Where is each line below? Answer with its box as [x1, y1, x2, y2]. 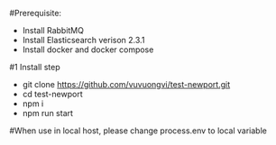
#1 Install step [9, 62, 60, 72]
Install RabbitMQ [22, 25, 84, 35]
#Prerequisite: [9, 8, 61, 18]
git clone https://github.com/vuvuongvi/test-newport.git [22, 79, 231, 89]
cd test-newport [22, 89, 83, 99]
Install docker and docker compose [22, 44, 154, 55]
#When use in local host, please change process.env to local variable [9, 125, 268, 136]
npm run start [22, 108, 74, 118]
